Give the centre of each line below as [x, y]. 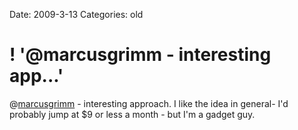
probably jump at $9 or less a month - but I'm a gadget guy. [132, 114]
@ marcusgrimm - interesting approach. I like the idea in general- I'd [149, 103]
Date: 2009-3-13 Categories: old [76, 14]
